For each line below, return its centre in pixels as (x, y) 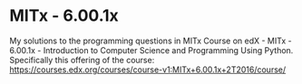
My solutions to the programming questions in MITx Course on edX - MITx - (151, 41)
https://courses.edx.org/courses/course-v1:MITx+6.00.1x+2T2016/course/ (148, 70)
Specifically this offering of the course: (82, 60)
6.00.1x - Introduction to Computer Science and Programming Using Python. (151, 50)
